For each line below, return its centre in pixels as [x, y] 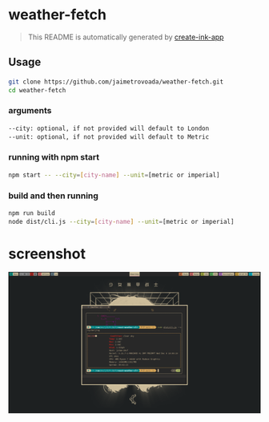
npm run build [32, 213]
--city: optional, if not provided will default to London [109, 128]
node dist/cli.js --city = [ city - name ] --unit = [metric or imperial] [121, 221]
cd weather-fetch [37, 90]
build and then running [53, 196]
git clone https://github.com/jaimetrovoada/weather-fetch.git [116, 82]
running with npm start [54, 157]
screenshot [47, 254]
